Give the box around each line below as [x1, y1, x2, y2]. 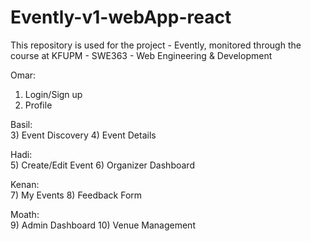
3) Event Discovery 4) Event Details [10, 129, 157, 141]
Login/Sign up [24, 88, 83, 100]
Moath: [10, 208, 40, 220]
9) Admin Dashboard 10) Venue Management [10, 219, 196, 231]
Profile [24, 99, 53, 111]
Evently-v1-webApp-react [10, 6, 232, 29]
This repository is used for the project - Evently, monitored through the [10, 39, 302, 51]
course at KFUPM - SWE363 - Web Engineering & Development [10, 49, 273, 61]
